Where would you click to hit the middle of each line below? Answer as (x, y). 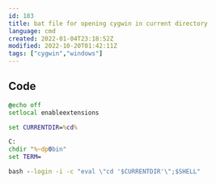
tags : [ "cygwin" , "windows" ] (56, 53)
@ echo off (25, 105)
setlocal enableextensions (54, 113)
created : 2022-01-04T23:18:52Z (61, 39)
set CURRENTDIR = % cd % (43, 127)
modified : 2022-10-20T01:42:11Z (63, 46)
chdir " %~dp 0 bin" (38, 150)
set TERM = (25, 157)
